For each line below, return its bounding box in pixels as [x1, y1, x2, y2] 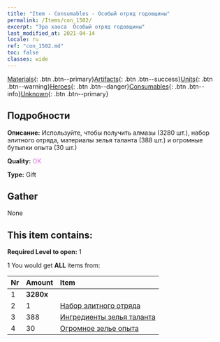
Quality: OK [7, 156, 42, 165]
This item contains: [7, 229, 93, 241]
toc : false [7, 50, 39, 57]
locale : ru [7, 36, 39, 43]
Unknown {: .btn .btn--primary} [20, 89, 109, 98]
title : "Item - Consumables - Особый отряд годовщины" [7, 10, 170, 17]
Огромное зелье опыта [59, 324, 139, 334]
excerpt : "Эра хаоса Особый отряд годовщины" [7, 23, 145, 30]
